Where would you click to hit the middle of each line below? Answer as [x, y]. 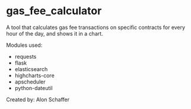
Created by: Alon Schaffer [38, 100]
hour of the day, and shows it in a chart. [55, 33]
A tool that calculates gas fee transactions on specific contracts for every [96, 27]
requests [26, 56]
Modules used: [24, 45]
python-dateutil [34, 88]
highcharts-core [34, 75]
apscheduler [30, 82]
